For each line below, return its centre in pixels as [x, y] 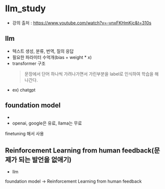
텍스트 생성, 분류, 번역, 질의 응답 [43, 51]
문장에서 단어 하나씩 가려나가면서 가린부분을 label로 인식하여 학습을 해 [91, 74]
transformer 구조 [29, 63]
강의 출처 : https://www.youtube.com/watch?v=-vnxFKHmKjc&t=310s [82, 23]
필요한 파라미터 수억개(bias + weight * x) [52, 57]
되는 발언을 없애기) [45, 160]
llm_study [26, 9]
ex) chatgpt [24, 90]
